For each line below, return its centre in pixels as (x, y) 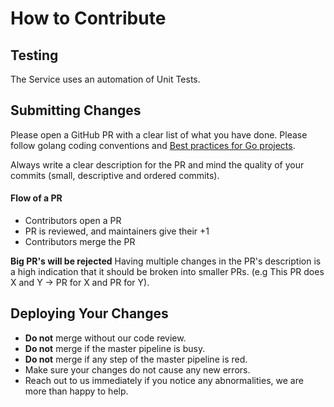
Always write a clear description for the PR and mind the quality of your (157, 164)
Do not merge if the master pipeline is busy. (115, 348)
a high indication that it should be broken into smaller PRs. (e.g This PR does (167, 272)
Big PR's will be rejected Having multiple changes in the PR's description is (166, 261)
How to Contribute (88, 18)
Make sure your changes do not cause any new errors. (137, 369)
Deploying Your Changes (89, 313)
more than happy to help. (76, 391)
